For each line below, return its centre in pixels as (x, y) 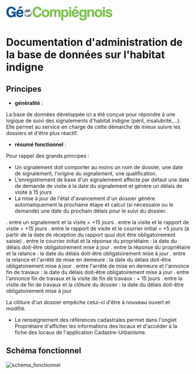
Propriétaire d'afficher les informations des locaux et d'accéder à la (96, 326)
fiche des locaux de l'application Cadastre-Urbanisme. (80, 332)
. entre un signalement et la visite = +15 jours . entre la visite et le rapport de (97, 222)
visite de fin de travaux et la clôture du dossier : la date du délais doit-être (95, 284)
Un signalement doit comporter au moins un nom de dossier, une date (99, 167)
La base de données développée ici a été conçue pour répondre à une (91, 114)
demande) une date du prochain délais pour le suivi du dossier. (90, 211)
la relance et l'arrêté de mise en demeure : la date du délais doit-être (89, 260)
